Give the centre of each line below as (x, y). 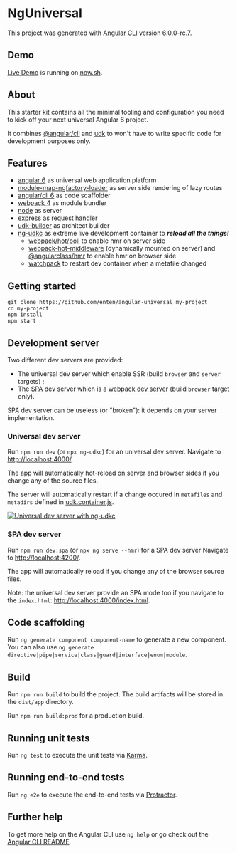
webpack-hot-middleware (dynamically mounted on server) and (122, 248)
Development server (54, 343)
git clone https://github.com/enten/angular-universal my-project (108, 303)
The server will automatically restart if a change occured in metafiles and (115, 494)
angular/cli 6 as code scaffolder (64, 195)
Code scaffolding (46, 622)
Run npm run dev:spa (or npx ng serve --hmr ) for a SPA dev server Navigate (118, 550)
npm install (25, 315)
